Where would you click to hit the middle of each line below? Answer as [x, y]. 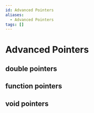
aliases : [15, 15]
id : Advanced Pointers [30, 10]
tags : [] [15, 24]
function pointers [34, 86]
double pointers [31, 69]
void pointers [27, 103]
